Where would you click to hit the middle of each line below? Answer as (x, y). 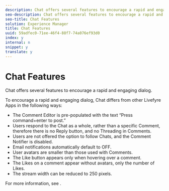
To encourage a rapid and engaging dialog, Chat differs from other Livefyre (83, 100)
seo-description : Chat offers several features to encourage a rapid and (84, 15)
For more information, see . (33, 183)
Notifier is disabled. (33, 142)
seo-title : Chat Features (32, 19)
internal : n (18, 43)
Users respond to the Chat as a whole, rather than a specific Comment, (86, 126)
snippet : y (17, 47)
